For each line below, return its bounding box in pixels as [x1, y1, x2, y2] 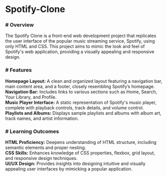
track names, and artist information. [5, 115, 79, 121]
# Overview [5, 22, 34, 29]
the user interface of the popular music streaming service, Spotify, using [5, 38, 155, 44]
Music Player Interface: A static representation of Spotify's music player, [5, 99, 157, 105]
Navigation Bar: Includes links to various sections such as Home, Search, [5, 89, 157, 95]
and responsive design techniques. [5, 155, 78, 161]
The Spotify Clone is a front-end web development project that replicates [5, 33, 156, 39]
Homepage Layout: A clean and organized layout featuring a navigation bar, [5, 78, 162, 84]
